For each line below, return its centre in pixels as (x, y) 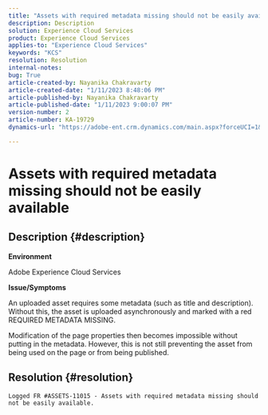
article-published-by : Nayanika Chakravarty (83, 98)
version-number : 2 (39, 113)
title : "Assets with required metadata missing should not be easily (126, 16)
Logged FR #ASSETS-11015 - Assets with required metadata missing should (134, 396)
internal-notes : (35, 68)
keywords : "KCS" (35, 53)
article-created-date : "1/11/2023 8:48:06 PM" (87, 90)
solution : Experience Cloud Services (71, 30)
